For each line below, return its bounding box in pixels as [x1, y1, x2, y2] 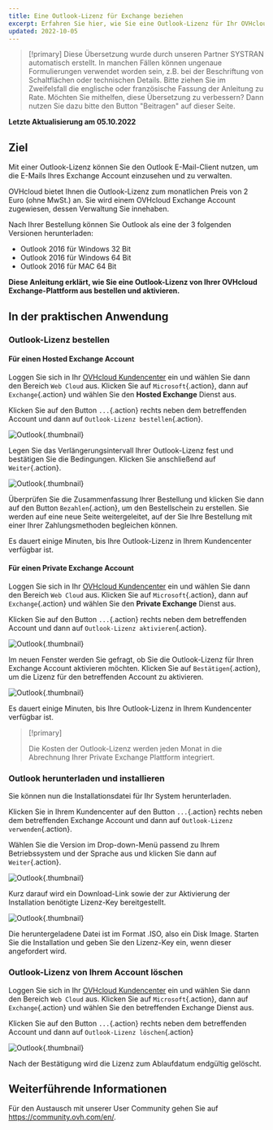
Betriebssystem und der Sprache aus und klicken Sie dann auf [8, 848, 217, 859]
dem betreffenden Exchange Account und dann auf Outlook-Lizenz [8, 816, 233, 826]
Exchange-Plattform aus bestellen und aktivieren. [8, 286, 180, 296]
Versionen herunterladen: [8, 229, 93, 239]
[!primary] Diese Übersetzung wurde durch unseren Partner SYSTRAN [28, 50, 264, 59]
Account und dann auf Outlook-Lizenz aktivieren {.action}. [8, 623, 207, 633]
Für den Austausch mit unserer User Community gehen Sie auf [8, 1104, 219, 1114]
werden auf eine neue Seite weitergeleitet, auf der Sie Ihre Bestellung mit [8, 511, 253, 521]
